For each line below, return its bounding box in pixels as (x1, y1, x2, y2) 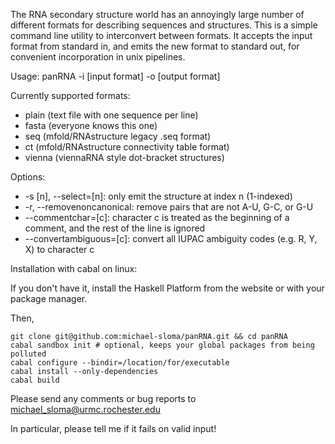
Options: (10, 171, 46, 183)
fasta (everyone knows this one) (24, 120, 158, 131)
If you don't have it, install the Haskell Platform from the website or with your (10, 282, 325, 294)
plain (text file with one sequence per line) (24, 109, 199, 121)
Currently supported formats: (10, 90, 131, 101)
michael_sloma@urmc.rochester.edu (10, 404, 161, 415)
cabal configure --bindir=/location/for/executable (10, 358, 230, 368)
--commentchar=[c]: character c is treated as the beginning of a (24, 212, 290, 223)
